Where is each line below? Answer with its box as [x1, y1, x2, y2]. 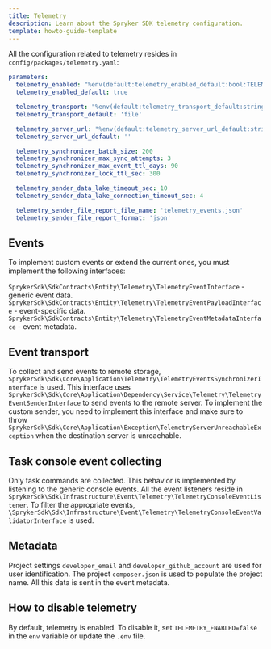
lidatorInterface [8, 516, 67, 525]
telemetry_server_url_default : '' [15, 133, 131, 141]
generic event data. [8, 290, 73, 300]
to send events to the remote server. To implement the [82, 398, 263, 408]
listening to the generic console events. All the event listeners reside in [8, 484, 244, 494]
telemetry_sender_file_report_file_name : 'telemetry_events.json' [15, 206, 244, 214]
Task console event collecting [8, 454, 162, 468]
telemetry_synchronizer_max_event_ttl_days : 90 [15, 162, 179, 171]
